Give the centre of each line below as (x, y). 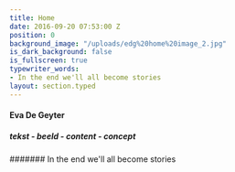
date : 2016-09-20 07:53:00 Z (65, 27)
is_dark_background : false (61, 52)
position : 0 (32, 35)
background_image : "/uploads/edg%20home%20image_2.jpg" (118, 43)
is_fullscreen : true (49, 60)
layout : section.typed (53, 86)
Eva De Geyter (37, 115)
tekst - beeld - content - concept (73, 136)
